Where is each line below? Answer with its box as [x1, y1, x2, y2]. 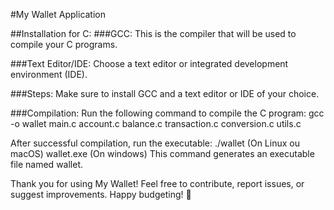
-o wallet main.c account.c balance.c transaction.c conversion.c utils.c [10, 118, 302, 129]
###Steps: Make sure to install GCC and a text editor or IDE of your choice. [10, 88, 320, 99]
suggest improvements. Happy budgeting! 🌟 [10, 189, 192, 200]
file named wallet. [10, 159, 84, 170]
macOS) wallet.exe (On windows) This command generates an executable [10, 148, 315, 159]
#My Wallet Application [10, 9, 107, 20]
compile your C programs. [10, 39, 118, 50]
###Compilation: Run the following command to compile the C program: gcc [10, 107, 325, 119]
